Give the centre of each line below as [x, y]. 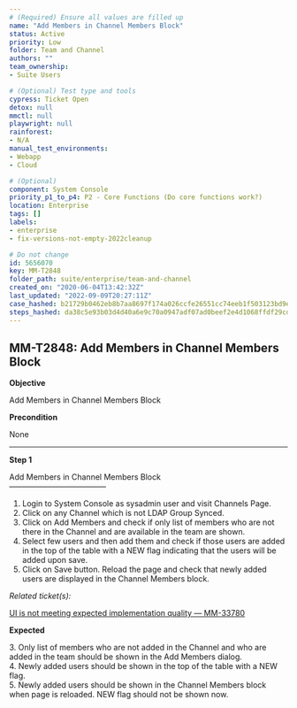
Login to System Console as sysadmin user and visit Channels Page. [147, 504]
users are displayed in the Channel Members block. [115, 579]
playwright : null [41, 124]
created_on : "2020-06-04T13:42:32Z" [76, 288]
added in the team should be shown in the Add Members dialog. [126, 657]
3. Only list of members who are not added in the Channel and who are [138, 648]
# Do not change [39, 254]
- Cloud [23, 165]
